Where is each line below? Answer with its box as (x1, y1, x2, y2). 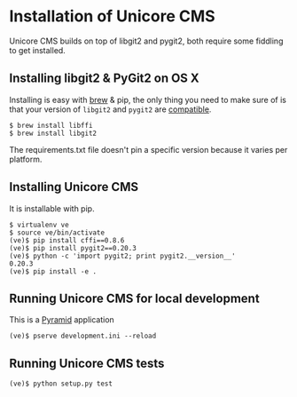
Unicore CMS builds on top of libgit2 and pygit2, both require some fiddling (9, 36, 284, 46)
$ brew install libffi (9, 121, 93, 130)
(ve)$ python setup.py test (9, 379, 113, 388)
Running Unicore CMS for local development (9, 290, 260, 306)
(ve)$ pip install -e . (9, 266, 98, 276)
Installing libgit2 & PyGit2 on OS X (9, 71, 199, 86)
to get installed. (9, 44, 66, 55)
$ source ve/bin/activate (9, 228, 105, 237)
